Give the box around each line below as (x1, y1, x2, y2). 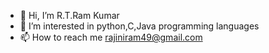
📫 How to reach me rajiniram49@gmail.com (19, 31, 203, 43)
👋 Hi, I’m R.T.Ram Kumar (19, 10, 120, 21)
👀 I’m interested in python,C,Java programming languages (19, 20, 260, 32)
